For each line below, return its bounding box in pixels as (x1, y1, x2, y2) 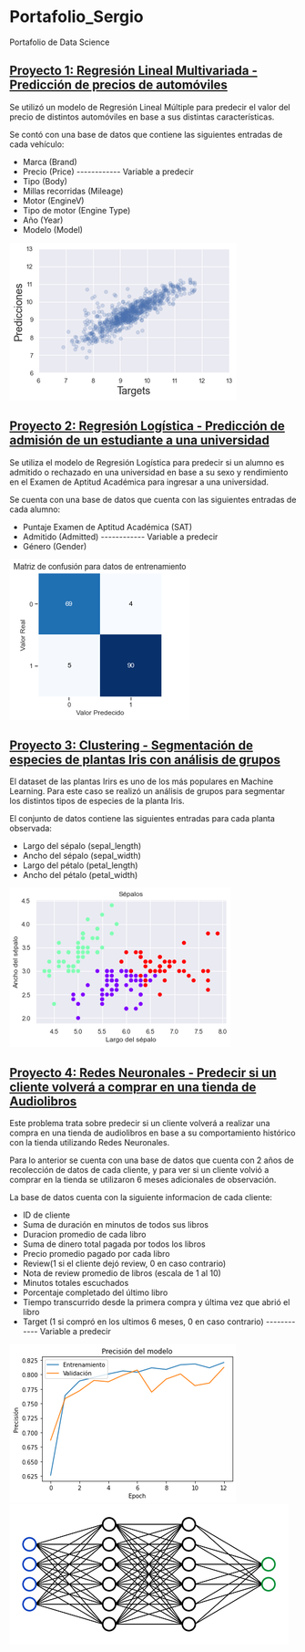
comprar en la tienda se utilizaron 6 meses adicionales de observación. (9, 1175, 277, 1186)
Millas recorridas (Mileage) (22, 185, 124, 196)
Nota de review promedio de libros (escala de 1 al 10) (22, 1268, 221, 1279)
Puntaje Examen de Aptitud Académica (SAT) (22, 521, 193, 532)
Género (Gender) (22, 540, 87, 551)
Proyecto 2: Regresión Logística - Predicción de (9, 418, 285, 434)
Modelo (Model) (22, 224, 84, 235)
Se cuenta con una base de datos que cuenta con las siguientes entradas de (9, 494, 297, 505)
